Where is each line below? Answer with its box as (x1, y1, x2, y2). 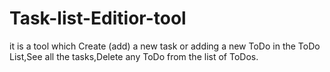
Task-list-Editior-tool (9, 7, 187, 30)
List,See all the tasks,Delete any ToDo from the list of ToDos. (9, 50, 259, 62)
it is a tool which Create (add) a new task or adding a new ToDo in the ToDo (9, 40, 321, 52)
